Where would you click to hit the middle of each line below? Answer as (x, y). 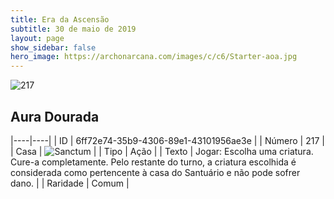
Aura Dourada (55, 116)
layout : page (37, 38)
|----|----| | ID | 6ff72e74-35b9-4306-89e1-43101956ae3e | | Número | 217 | (167, 140)
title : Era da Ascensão (60, 19)
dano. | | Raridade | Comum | (70, 183)
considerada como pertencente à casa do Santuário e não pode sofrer (155, 172)
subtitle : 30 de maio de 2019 (73, 29)
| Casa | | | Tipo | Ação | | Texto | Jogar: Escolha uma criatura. (162, 151)
